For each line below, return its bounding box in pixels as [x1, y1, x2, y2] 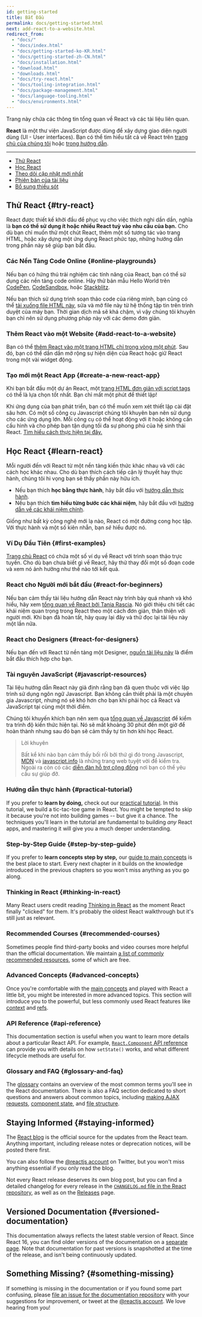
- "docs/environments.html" [11, 98, 82, 104]
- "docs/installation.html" [11, 59, 82, 65]
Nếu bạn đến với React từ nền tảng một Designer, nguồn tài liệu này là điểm [6, 649, 194, 656]
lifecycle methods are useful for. [6, 1052, 86, 1059]
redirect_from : [6, 31, 44, 37]
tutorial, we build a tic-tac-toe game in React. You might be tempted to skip [6, 805, 192, 812]
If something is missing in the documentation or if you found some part [6, 1284, 182, 1292]
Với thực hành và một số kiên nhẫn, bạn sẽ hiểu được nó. [6, 524, 147, 531]
